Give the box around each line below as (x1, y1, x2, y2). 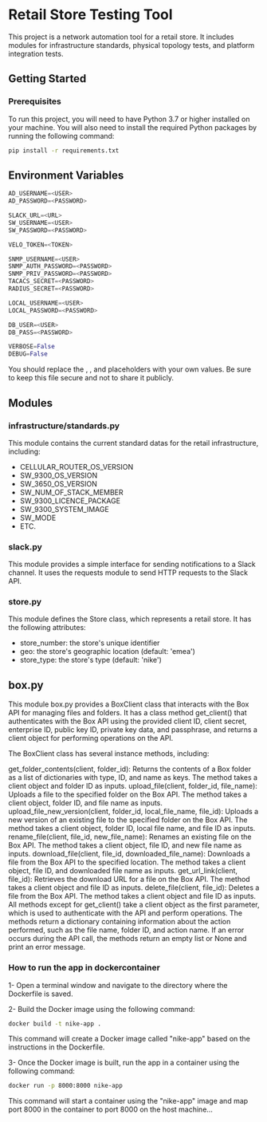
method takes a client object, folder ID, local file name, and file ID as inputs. (8, 824, 256, 833)
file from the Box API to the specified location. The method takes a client (8, 857, 246, 867)
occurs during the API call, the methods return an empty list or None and (8, 934, 247, 943)
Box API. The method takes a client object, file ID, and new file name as (8, 841, 242, 850)
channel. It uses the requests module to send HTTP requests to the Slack (8, 568, 249, 577)
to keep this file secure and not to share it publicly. (8, 373, 174, 383)
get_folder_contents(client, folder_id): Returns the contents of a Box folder (8, 764, 252, 774)
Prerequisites (8, 96, 61, 107)
